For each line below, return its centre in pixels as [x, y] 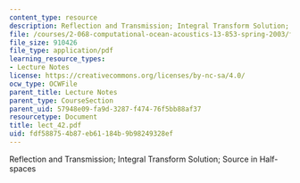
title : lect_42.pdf [46, 126]
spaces [23, 168]
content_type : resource [54, 17]
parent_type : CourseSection [62, 100]
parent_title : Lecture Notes [63, 92]
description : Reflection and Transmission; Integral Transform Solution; [150, 26]
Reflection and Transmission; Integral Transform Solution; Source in [133, 159]
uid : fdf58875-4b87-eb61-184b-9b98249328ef [92, 134]
